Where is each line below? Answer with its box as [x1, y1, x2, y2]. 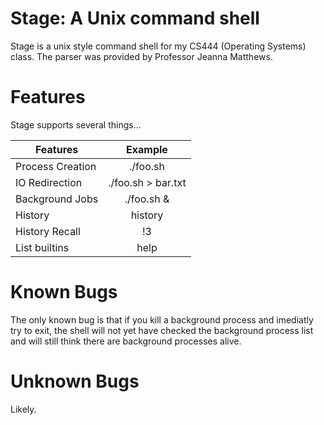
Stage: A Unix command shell [10, 7, 260, 30]
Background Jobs [15, 192, 99, 206]
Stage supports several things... [10, 118, 142, 131]
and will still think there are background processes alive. [10, 335, 242, 347]
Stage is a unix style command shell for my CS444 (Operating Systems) [10, 40, 307, 52]
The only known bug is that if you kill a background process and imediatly [10, 313, 314, 326]
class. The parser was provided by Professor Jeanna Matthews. [10, 50, 273, 62]
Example [126, 142, 168, 156]
